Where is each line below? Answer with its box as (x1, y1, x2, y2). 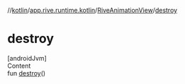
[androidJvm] (7, 54, 47, 62)
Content (7, 61, 31, 70)
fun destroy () (7, 68, 46, 77)
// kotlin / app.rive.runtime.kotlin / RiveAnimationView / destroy (7, 6, 178, 14)
